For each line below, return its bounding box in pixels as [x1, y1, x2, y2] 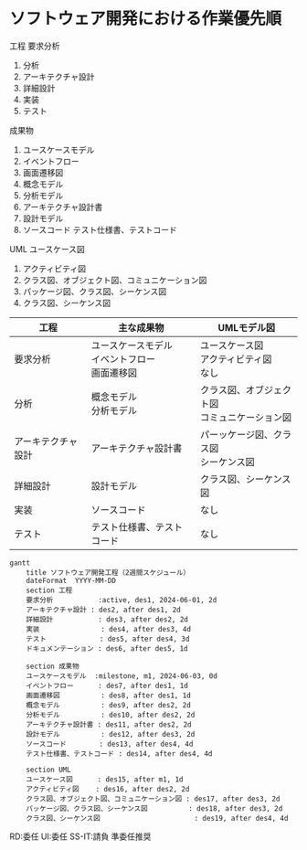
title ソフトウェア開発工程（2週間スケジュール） [26, 568, 190, 577]
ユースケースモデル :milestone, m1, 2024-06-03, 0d [26, 671, 217, 681]
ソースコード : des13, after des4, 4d [26, 739, 194, 749]
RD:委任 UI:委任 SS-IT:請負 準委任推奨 [9, 831, 152, 842]
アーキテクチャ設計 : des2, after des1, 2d [26, 605, 181, 614]
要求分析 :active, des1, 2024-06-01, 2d [26, 595, 217, 604]
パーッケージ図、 [199, 428, 274, 441]
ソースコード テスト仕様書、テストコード [22, 224, 178, 235]
